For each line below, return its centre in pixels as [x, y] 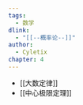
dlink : [19, 30]
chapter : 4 [26, 60]
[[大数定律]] [39, 83]
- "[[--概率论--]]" [45, 37]
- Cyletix [31, 52]
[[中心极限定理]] [46, 92]
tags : [17, 15]
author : [21, 45]
